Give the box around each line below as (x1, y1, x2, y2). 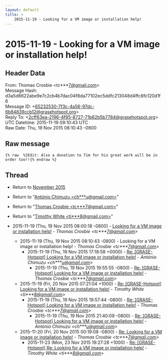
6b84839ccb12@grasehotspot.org (5, 109, 76, 115)
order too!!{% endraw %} (5, 157, 57, 162)
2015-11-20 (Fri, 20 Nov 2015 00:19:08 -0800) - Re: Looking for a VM (19, 329, 162, 334)
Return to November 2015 (12, 184, 66, 190)
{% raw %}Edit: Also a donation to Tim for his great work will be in (5, 153, 157, 158)
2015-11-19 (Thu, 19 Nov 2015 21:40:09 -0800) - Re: (34, 313, 141, 319)
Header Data (5, 69, 45, 77)
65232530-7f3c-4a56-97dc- (34, 103, 95, 109)
